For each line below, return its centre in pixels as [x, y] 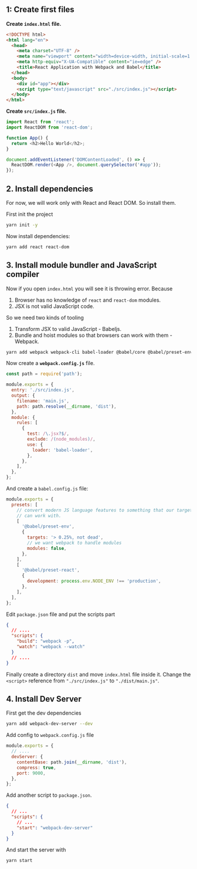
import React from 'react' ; [40, 122]
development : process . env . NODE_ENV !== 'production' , [94, 581]
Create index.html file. [34, 23]
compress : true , [37, 767]
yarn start [19, 861]
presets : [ [25, 505]
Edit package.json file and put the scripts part [61, 614]
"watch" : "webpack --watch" [51, 647]
